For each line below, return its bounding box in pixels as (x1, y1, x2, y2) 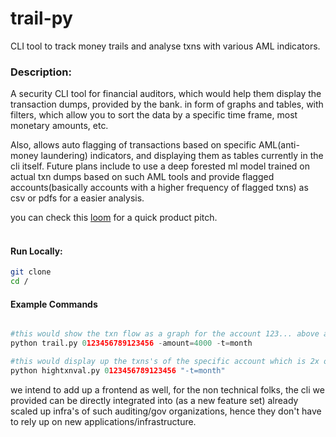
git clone (10, 267, 52, 277)
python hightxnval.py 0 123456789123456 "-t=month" (10, 366, 226, 376)
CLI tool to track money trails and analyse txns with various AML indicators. (10, 40, 321, 52)
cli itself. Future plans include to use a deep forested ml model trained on (10, 160, 310, 172)
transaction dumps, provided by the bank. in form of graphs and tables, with (10, 98, 324, 111)
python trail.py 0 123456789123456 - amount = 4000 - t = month (10, 338, 253, 349)
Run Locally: (10, 245, 63, 257)
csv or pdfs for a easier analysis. (10, 192, 145, 204)
